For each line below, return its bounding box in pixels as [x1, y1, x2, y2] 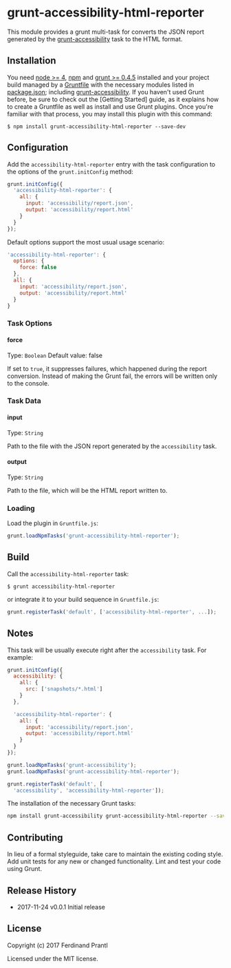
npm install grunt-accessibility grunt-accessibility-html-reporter [7, 812, 208, 820]
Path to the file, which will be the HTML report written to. [7, 486, 168, 494]
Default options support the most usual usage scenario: [7, 238, 165, 246]
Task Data [7, 396, 41, 406]
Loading [7, 503, 36, 513]
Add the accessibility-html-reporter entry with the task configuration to [7, 160, 216, 168]
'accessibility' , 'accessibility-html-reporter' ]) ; [13, 787, 165, 794]
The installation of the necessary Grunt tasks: [7, 799, 136, 808]
